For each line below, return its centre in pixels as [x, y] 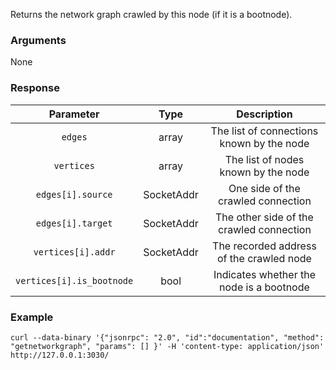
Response [35, 88]
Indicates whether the [264, 274]
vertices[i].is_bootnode [74, 280]
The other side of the [264, 217]
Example [32, 317]
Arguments [38, 40]
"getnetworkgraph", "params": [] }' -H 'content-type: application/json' [167, 346]
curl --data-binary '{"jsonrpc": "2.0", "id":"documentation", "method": [167, 337]
